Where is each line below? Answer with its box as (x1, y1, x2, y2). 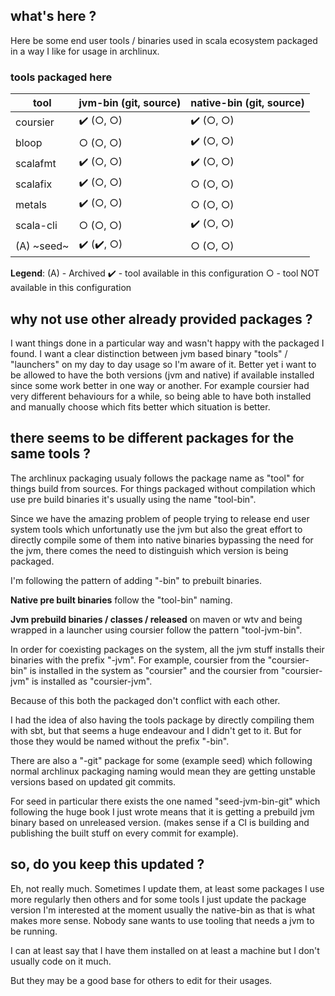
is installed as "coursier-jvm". (31, 675, 153, 687)
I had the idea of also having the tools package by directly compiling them (10, 714, 315, 726)
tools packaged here (10, 70, 113, 84)
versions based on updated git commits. (10, 775, 177, 788)
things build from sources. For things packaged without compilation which (10, 482, 316, 494)
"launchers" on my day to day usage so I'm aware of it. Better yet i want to (10, 358, 317, 370)
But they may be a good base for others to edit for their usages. (10, 974, 273, 986)
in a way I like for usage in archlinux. (10, 45, 160, 57)
